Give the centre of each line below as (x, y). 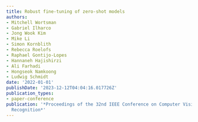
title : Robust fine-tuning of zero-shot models (66, 11)
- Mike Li (18, 39)
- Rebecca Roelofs (29, 50)
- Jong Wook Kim (26, 33)
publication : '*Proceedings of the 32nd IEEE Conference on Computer (93, 104)
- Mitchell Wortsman (32, 22)
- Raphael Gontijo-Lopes (37, 55)
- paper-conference (30, 99)
